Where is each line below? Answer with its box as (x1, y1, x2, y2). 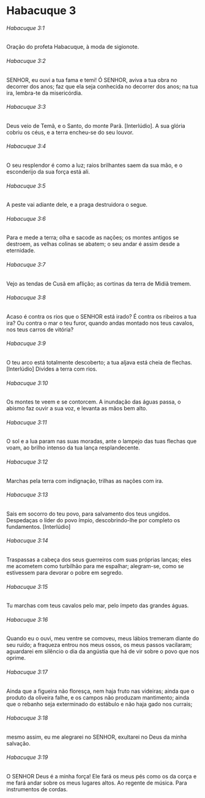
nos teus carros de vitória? (6, 325, 74, 333)
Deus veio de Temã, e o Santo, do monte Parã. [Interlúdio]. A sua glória (6, 122, 185, 129)
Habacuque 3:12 (6, 458, 48, 465)
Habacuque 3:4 (6, 142, 47, 150)
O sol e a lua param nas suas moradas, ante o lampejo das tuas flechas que (6, 438, 197, 445)
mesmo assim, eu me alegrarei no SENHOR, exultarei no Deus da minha (6, 733, 187, 741)
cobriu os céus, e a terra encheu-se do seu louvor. (6, 128, 134, 136)
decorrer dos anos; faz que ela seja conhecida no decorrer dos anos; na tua (6, 83, 198, 90)
